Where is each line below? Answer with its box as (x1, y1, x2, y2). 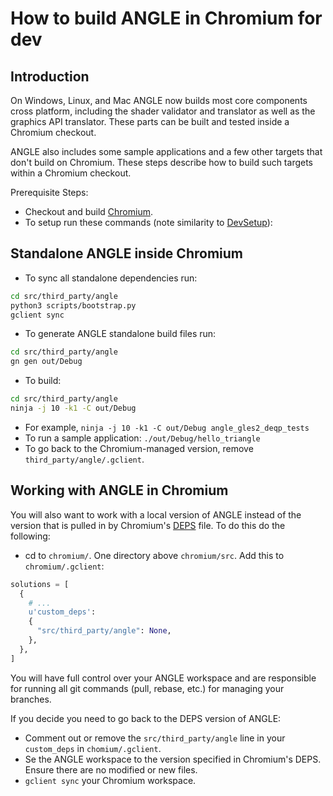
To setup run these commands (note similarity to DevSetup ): (24, 217, 273, 228)
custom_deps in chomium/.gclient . (24, 742, 162, 754)
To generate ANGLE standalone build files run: (24, 328, 217, 340)
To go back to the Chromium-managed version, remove (24, 442, 254, 454)
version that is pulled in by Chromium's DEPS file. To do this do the (10, 519, 286, 531)
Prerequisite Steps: (10, 187, 89, 198)
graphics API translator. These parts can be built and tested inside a (10, 116, 290, 127)
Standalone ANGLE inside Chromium (10, 245, 243, 262)
